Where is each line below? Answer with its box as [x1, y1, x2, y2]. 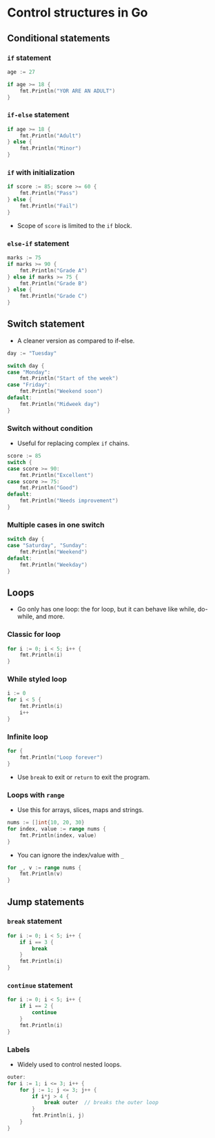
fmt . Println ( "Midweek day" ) [19, 400, 100, 407]
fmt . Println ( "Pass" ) [19, 190, 79, 197]
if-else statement [7, 110, 70, 120]
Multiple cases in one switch [7, 520, 105, 529]
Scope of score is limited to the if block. [17, 221, 132, 230]
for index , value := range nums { [7, 825, 107, 832]
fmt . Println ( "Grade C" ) [19, 293, 88, 300]
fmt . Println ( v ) [19, 871, 63, 877]
